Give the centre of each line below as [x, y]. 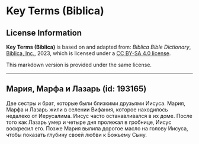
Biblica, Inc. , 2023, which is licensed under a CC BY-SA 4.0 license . [89, 53]
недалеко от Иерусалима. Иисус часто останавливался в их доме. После [99, 116]
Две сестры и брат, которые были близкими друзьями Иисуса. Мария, [96, 103]
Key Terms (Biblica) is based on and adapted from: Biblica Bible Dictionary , [99, 47]
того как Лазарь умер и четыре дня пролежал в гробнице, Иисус [89, 122]
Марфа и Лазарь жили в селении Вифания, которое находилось [87, 109]
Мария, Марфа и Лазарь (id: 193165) [76, 89]
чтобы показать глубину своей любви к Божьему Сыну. [76, 135]
